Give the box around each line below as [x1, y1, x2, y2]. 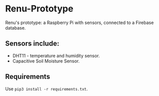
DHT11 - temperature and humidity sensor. [12, 52, 100, 58]
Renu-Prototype [5, 3, 74, 14]
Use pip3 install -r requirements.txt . [5, 85, 88, 91]
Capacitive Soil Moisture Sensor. [12, 58, 80, 64]
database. [5, 24, 26, 30]
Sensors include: [5, 39, 59, 48]
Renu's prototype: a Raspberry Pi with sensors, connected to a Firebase [5, 19, 154, 25]
